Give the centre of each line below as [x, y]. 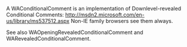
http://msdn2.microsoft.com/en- [105, 15]
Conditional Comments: [35, 15]
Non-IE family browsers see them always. [122, 21]
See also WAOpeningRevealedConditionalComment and [75, 32]
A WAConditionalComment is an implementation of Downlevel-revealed [94, 9]
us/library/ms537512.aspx [38, 21]
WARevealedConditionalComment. [49, 38]
